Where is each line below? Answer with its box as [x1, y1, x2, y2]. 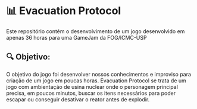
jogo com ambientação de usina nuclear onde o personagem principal [6, 83, 179, 90]
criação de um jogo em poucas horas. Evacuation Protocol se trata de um [6, 77, 186, 84]
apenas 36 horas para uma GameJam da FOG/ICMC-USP [6, 34, 147, 41]
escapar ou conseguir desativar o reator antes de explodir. [6, 95, 150, 103]
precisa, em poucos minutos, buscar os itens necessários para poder [6, 89, 176, 97]
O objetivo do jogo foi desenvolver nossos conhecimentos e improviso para [6, 70, 192, 78]
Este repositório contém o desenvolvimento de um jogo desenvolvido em [6, 27, 185, 35]
